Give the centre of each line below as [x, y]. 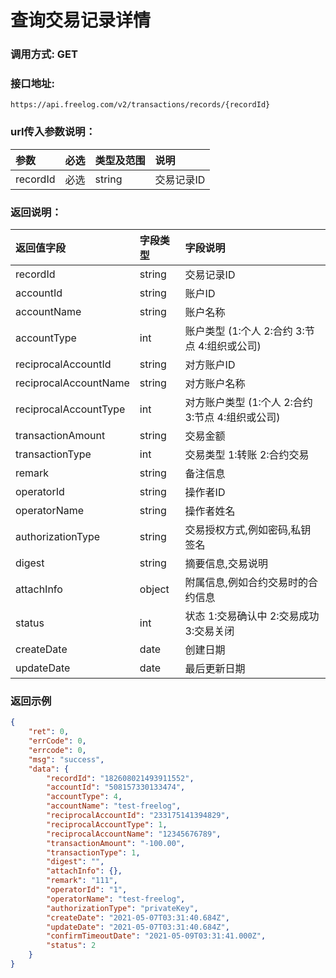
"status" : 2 [71, 946]
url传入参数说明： [53, 132]
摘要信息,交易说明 [226, 563]
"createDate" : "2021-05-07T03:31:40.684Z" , [138, 917]
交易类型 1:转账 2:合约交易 [247, 454]
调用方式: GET [44, 54]
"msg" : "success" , [66, 759]
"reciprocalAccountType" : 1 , [107, 824]
